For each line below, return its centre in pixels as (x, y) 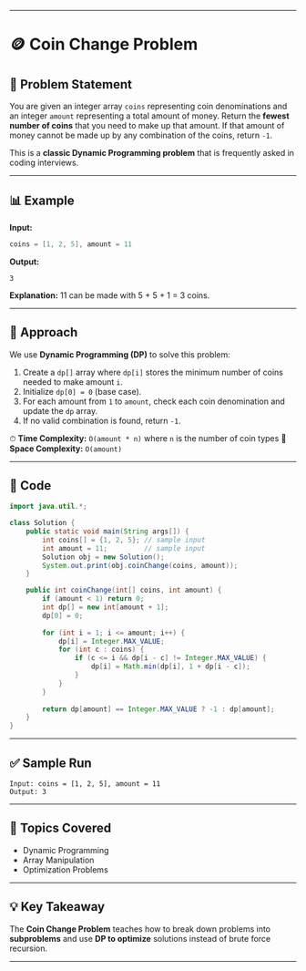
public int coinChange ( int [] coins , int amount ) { (124, 590)
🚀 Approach (44, 332)
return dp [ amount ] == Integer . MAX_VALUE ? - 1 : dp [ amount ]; (158, 709)
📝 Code (31, 485)
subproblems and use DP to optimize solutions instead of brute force (140, 938)
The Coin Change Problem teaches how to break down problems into (140, 929)
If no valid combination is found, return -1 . (102, 420)
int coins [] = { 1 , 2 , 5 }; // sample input (124, 540)
